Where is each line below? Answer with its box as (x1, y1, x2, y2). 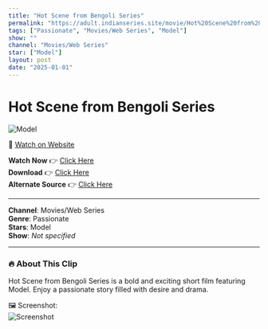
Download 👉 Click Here (8, 167, 89, 177)
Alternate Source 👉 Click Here (8, 179, 113, 189)
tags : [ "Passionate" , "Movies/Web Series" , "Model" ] (8, 26, 187, 34)
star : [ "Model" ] (8, 49, 62, 57)
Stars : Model (8, 222, 52, 232)
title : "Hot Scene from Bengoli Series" (8, 11, 145, 20)
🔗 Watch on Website (8, 139, 75, 149)
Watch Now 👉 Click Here (8, 155, 94, 165)
